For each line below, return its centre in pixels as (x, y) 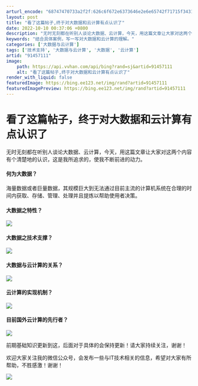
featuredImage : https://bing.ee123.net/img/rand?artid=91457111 (87, 83)
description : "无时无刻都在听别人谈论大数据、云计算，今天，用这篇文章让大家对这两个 (99, 34)
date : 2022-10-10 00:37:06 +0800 (47, 28)
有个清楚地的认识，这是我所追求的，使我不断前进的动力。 (76, 159)
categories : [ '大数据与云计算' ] (43, 45)
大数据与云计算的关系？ (34, 265)
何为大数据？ (22, 174)
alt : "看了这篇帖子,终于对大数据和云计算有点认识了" (73, 72)
